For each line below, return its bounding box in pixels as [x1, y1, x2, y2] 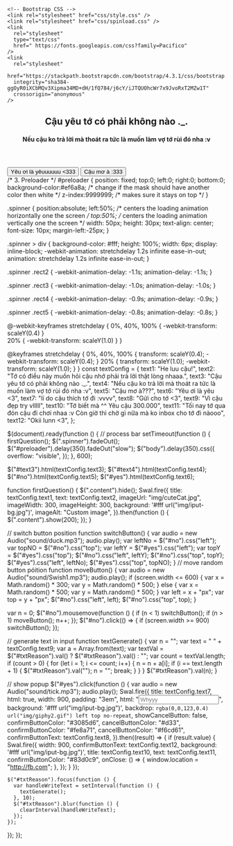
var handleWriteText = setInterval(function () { [13, 782, 159, 789]
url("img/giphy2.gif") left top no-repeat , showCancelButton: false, [7, 711, 208, 719]
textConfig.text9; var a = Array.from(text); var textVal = [7, 644, 164, 652]
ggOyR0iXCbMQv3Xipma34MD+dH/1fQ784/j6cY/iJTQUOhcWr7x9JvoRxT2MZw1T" [7, 85, 209, 92]
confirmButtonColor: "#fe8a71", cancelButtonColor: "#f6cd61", [7, 725, 185, 734]
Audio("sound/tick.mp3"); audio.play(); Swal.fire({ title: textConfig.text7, [7, 687, 212, 695]
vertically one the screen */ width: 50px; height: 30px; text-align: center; [7, 219, 214, 227]
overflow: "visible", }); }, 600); [7, 451, 93, 460]
